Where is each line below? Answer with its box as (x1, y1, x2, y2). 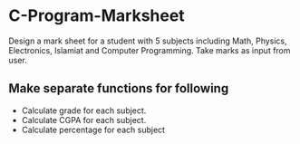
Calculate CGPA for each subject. (21, 114, 147, 125)
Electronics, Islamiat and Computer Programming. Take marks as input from (8, 44, 291, 55)
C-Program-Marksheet (8, 5, 185, 26)
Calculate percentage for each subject (21, 124, 165, 135)
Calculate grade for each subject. (21, 105, 147, 116)
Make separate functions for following (8, 81, 229, 96)
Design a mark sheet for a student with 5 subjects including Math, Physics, (8, 35, 287, 46)
